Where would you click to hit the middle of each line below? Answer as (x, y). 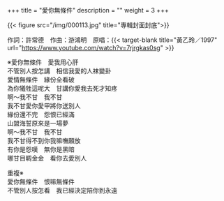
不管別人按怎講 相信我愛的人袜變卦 (59, 71)
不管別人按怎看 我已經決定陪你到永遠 (62, 190)
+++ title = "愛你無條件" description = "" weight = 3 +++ (88, 10)
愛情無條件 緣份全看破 (41, 80)
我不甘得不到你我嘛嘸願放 (44, 141)
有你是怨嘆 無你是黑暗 (41, 149)
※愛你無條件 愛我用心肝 (43, 62)
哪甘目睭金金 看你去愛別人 (47, 158)
